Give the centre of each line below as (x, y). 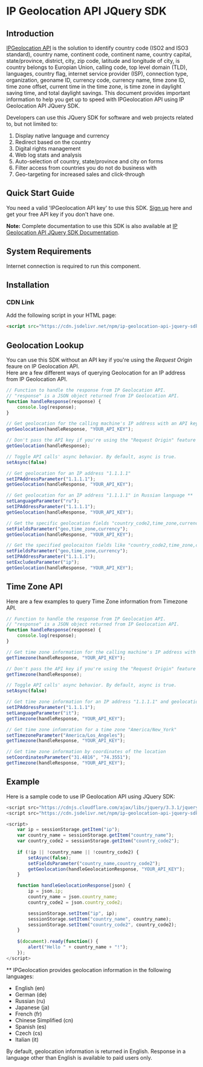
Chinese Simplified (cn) (44, 1020)
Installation (28, 285)
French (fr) (28, 1014)
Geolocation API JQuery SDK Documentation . (63, 232)
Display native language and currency (62, 135)
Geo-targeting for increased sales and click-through (80, 174)
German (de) (31, 994)
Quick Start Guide (40, 193)
